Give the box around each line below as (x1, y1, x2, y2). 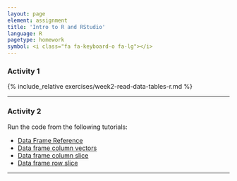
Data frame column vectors (17, 144, 97, 152)
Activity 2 (7, 106, 42, 116)
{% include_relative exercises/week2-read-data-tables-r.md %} (7, 82, 193, 91)
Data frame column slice (17, 151, 89, 159)
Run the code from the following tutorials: (7, 123, 128, 131)
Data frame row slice (17, 158, 78, 167)
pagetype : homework (7, 37, 65, 44)
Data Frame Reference (17, 136, 83, 144)
